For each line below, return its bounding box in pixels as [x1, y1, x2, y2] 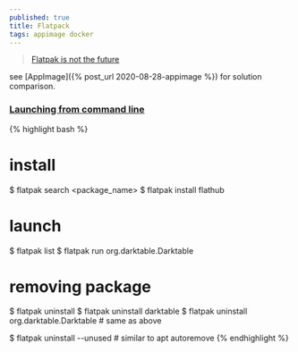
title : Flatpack [9, 21, 70, 30]
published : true [9, 13, 70, 22]
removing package [9, 276, 152, 297]
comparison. [9, 81, 56, 92]
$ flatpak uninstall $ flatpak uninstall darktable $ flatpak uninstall [9, 306, 248, 317]
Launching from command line [9, 104, 145, 116]
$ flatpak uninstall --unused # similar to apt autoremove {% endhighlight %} [9, 332, 289, 344]
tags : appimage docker [9, 29, 94, 38]
